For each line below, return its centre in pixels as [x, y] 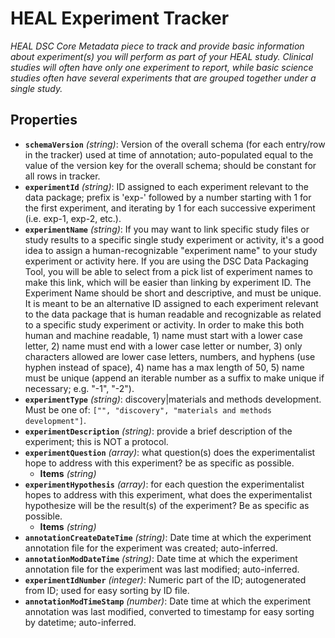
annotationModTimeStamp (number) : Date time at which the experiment [167, 601]
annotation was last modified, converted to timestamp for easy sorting [169, 611]
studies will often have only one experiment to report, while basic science [162, 67]
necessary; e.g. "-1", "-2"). [79, 388]
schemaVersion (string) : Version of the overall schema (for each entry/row [175, 144]
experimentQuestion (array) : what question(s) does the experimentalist [170, 452]
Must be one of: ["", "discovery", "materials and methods [148, 409]
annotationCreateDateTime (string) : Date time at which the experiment [168, 537]
